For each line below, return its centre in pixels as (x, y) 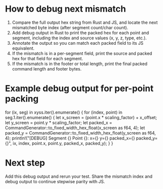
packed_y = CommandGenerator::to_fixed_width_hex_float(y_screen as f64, (81, 133)
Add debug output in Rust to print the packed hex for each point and (81, 33)
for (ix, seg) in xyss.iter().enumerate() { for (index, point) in (64, 112)
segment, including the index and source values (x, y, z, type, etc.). (79, 38)
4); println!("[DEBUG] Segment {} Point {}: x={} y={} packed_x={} (70, 138)
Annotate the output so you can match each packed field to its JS (78, 43)
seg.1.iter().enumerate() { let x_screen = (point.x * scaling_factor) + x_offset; (81, 117)
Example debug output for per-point (79, 89)
